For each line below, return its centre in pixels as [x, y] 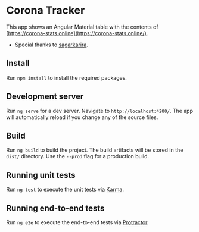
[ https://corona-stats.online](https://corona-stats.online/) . [77, 33]
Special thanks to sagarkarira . [51, 45]
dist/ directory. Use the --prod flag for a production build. [77, 156]
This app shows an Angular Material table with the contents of [83, 27]
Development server [45, 97]
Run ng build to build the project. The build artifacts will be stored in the [95, 150]
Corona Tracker [46, 10]
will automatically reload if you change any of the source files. [82, 117]
